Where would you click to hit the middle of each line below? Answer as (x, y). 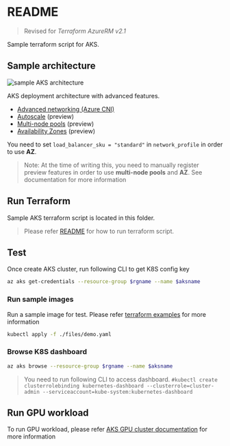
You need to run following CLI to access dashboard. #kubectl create (120, 379)
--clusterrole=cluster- (180, 386)
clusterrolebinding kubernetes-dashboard (84, 386)
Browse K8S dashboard (47, 352)
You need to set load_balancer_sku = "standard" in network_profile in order (115, 144)
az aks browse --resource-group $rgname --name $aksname (90, 366)
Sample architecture (51, 66)
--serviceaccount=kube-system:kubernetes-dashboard (117, 392)
